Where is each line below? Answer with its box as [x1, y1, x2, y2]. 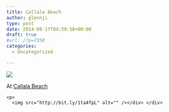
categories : [6, 43, 37, 50]
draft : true [6, 32, 37, 38]
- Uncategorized [12, 49, 53, 55]
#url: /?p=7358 [6, 37, 45, 43]
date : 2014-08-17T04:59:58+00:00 [6, 26, 92, 32]
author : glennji [6, 15, 48, 21]
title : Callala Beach [6, 9, 62, 15]
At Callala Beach [6, 82, 48, 89]
